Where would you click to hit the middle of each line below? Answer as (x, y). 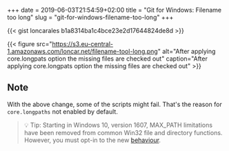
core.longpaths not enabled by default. (63, 111)
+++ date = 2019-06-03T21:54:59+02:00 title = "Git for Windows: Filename (114, 10)
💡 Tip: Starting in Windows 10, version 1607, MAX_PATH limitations (118, 125)
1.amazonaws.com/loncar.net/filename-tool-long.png (83, 51)
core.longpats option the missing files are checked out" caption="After (108, 59)
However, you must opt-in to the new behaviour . (92, 140)
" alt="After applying (187, 51)
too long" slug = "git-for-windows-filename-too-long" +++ (90, 17)
